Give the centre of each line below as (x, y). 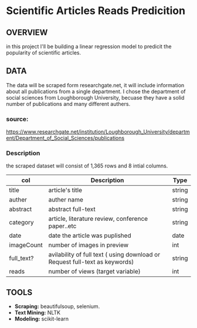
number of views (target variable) (94, 272)
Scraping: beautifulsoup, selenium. (57, 306)
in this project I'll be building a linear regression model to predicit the (89, 46)
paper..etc (62, 226)
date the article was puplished (90, 235)
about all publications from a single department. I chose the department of (96, 91)
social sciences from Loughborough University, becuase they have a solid (95, 97)
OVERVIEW (27, 33)
